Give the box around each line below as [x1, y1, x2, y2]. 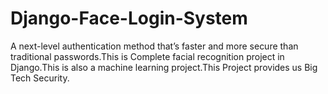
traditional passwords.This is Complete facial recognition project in [10, 50, 285, 62]
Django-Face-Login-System [10, 7, 248, 30]
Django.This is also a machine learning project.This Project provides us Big [10, 61, 318, 73]
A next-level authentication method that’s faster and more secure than [10, 40, 299, 52]
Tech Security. [10, 72, 70, 84]
